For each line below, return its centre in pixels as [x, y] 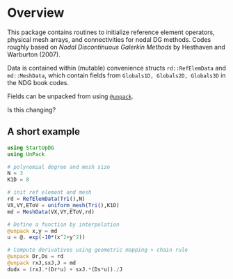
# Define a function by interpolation [63, 225]
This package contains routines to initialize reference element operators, [111, 32]
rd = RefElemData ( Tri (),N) [46, 199]
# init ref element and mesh [49, 193]
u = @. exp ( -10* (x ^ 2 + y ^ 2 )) [46, 237]
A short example [44, 131]
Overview [36, 13]
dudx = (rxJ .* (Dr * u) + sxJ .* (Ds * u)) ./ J [65, 269]
